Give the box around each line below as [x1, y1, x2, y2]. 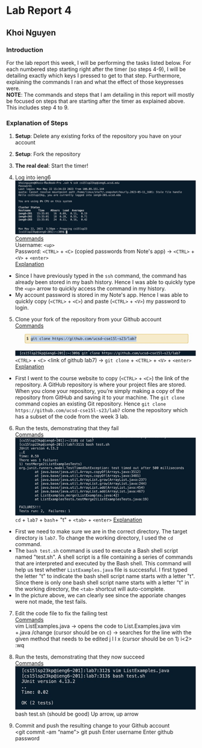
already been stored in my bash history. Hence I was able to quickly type [14, 278, 195, 285]
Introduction [6, 46, 43, 54]
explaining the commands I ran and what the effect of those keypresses [6, 78, 184, 85]
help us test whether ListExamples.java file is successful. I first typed [14, 566, 188, 574]
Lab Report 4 [6, 4, 72, 17]
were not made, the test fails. [14, 598, 87, 606]
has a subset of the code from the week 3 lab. [14, 413, 129, 420]
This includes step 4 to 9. [6, 103, 69, 111]
